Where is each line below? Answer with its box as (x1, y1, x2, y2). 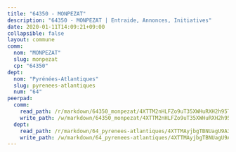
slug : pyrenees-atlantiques (13, 82, 96, 89)
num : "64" (13, 88, 42, 95)
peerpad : (7, 95, 33, 102)
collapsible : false (7, 29, 65, 37)
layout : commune (7, 36, 55, 43)
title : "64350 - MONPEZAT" (7, 10, 86, 18)
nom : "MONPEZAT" (13, 50, 61, 57)
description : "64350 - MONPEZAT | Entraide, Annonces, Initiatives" (7, 17, 212, 24)
